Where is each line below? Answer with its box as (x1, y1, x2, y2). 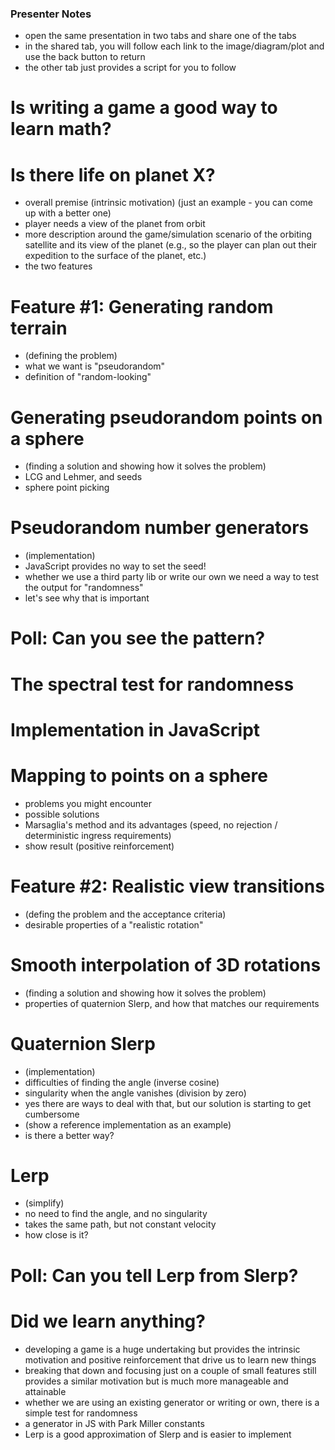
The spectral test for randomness (10, 673, 295, 696)
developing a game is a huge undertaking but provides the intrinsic (24, 1343, 301, 1355)
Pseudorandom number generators (10, 517, 310, 539)
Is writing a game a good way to (10, 97, 278, 119)
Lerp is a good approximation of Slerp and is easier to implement (24, 1428, 292, 1440)
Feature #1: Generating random (10, 295, 274, 318)
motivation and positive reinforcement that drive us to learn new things (24, 1353, 317, 1366)
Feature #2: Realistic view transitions (10, 875, 325, 897)
